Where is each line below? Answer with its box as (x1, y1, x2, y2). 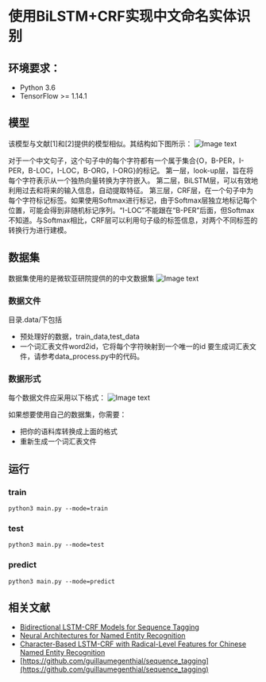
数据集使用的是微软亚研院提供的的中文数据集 (8, 273, 155, 283)
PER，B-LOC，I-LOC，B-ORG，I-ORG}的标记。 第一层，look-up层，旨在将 (8, 165, 254, 175)
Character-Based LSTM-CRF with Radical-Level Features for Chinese (19, 639, 247, 649)
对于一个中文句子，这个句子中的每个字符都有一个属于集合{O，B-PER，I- (8, 156, 245, 165)
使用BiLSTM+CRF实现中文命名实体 (8, 7, 237, 25)
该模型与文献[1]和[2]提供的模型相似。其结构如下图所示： (8, 138, 193, 148)
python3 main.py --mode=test (8, 541, 105, 549)
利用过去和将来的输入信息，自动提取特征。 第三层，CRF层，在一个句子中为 (8, 185, 254, 195)
